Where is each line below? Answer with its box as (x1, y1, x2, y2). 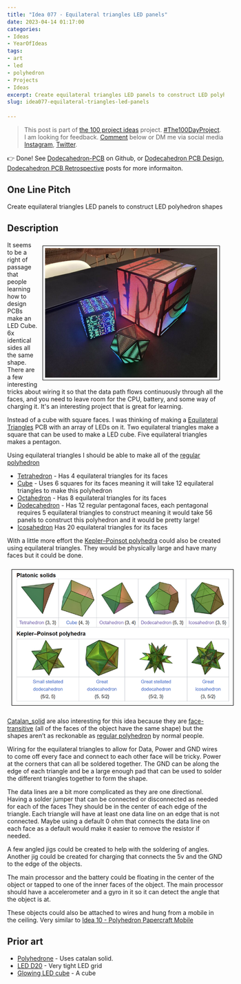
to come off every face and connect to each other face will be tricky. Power (7, 752, 222, 760)
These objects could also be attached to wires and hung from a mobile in (7, 908, 214, 916)
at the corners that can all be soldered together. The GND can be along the (7, 760, 220, 768)
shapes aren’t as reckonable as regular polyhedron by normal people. (7, 731, 205, 740)
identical (7, 336, 32, 345)
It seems (7, 240, 32, 249)
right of (7, 255, 28, 264)
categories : (7, 26, 41, 32)
